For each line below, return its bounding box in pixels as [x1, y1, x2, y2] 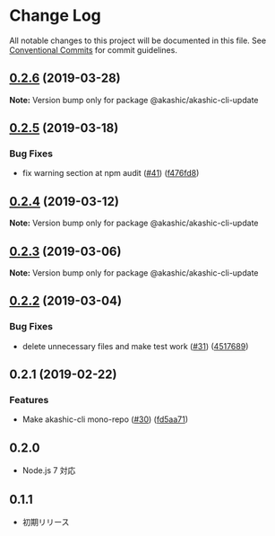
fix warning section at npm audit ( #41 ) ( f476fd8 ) [21, 168, 200, 179]
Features [9, 394, 49, 407]
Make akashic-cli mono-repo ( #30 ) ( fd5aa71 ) [21, 414, 188, 425]
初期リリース [21, 517, 70, 528]
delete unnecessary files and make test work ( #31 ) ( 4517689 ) [21, 340, 249, 351]
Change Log [9, 5, 101, 26]
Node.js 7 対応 [21, 465, 76, 476]
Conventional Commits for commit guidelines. [9, 44, 177, 55]
